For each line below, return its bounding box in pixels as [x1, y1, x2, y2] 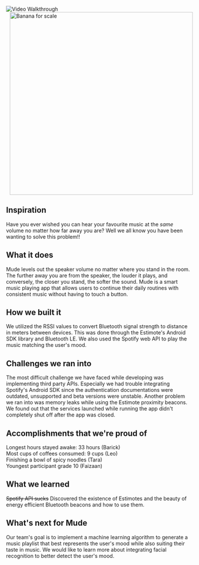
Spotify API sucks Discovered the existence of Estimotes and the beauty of [6, 495, 187, 502]
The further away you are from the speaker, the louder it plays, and [6, 272, 168, 279]
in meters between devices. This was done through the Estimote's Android [6, 329, 186, 336]
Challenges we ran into [6, 359, 92, 368]
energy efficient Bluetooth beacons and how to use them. [6, 501, 145, 508]
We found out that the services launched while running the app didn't [6, 405, 173, 412]
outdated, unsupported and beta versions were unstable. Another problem [6, 392, 186, 400]
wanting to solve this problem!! [6, 233, 81, 240]
